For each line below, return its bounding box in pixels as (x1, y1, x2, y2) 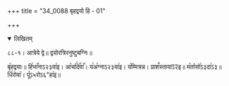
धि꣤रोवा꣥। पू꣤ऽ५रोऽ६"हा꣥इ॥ (7, 70, 61, 79)
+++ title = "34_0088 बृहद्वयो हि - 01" (7, 7, 106, 15)
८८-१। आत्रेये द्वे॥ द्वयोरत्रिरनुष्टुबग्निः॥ (7, 49, 93, 56)
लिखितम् (13, 35, 33, 42)
